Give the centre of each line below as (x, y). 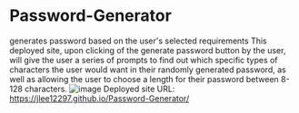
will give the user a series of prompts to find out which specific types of (144, 60)
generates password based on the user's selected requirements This (138, 41)
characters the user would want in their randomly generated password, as (148, 70)
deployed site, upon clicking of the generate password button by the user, (148, 50)
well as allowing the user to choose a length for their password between (144, 79)
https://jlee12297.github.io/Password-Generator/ (100, 98)
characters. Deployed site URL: (100, 89)
